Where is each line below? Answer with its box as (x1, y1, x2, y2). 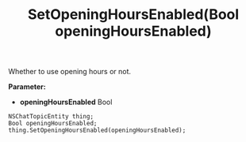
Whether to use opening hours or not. (8, 67, 132, 77)
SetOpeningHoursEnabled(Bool (27, 6, 240, 24)
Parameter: (8, 82, 46, 92)
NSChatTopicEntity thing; (8, 113, 94, 121)
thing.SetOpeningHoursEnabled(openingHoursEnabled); (8, 126, 186, 135)
